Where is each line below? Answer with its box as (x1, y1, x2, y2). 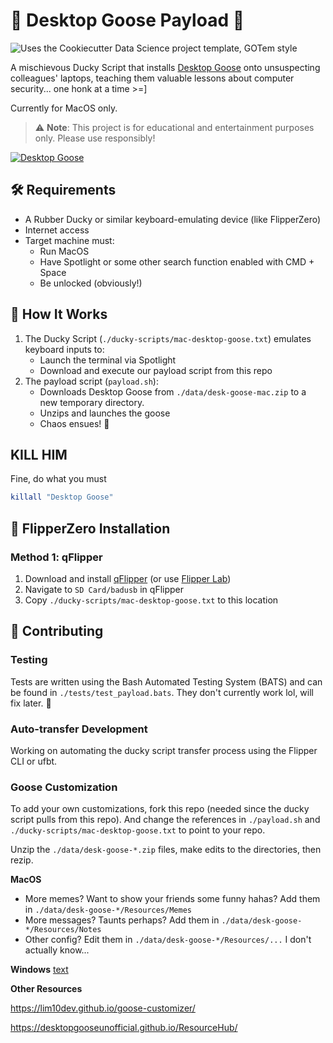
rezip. (10, 854, 34, 866)
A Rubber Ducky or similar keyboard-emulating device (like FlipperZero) (24, 213, 322, 225)
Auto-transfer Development (10, 722, 148, 736)
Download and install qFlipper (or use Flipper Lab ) (24, 572, 232, 584)
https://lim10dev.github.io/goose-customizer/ (10, 1002, 196, 1014)
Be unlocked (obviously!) (39, 277, 143, 289)
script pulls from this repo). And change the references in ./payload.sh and (10, 814, 321, 826)
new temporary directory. (39, 396, 145, 408)
